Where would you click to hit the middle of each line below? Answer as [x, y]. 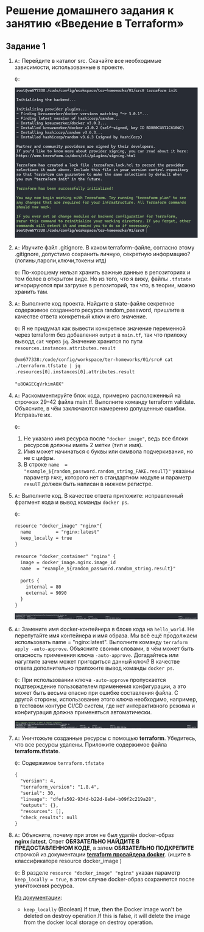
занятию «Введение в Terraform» [95, 23]
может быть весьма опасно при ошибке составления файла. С [96, 692]
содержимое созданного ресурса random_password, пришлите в [99, 310]
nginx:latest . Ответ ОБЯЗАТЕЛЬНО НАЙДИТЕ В [77, 842]
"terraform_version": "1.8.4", [60, 787]
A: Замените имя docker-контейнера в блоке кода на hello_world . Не [104, 629]
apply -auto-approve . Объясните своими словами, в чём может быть [104, 648]
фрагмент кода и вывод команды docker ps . [72, 502]
